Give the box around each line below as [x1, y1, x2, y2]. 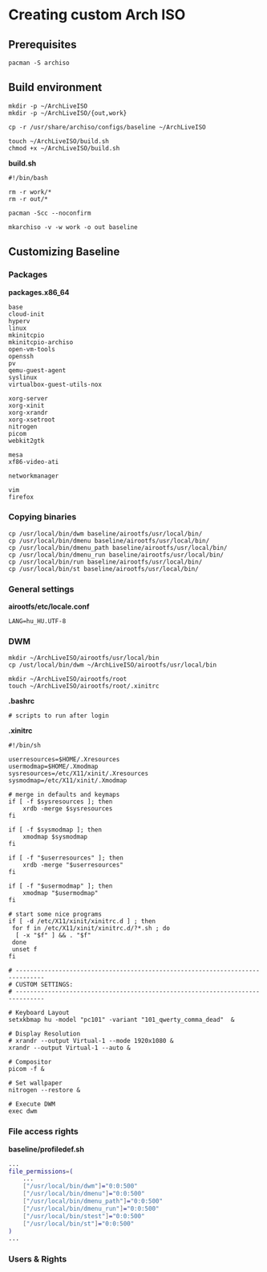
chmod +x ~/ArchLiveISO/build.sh [8, 144, 120, 152]
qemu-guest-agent [8, 366, 67, 375]
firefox [8, 493, 34, 501]
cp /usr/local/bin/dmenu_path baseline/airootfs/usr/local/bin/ [8, 544, 228, 552]
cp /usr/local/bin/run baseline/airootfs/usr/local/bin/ [8, 557, 203, 566]
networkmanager [8, 472, 59, 480]
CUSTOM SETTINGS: [15, 981, 74, 989]
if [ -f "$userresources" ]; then [8, 854, 124, 862]
